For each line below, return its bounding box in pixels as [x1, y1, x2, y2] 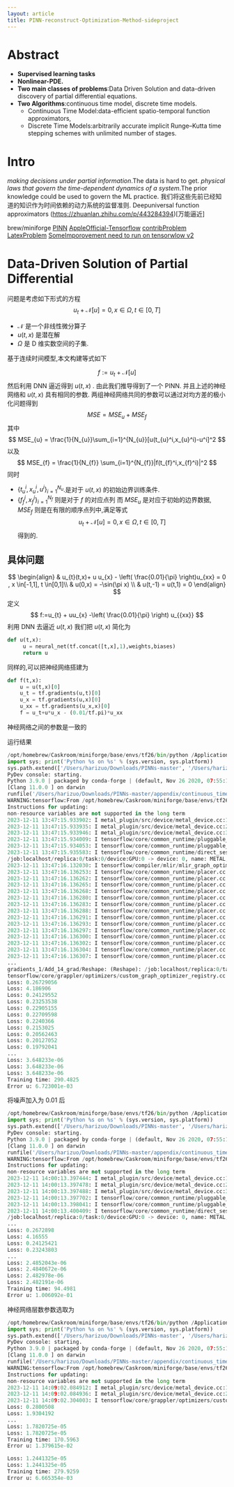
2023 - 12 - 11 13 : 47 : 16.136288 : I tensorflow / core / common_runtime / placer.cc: [7, 907, 229, 915]
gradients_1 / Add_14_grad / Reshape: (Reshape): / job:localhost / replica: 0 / [7, 966, 223, 972]
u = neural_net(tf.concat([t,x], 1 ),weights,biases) [22, 643, 176, 650]
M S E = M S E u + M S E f [86, 410, 148, 420]
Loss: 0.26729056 [7, 979, 58, 986]
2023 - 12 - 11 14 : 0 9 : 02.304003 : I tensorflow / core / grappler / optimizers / [7, 1397, 214, 1404]
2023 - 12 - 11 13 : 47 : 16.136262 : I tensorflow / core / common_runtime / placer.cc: [7, 875, 229, 882]
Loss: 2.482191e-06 [7, 1279, 64, 1286]
